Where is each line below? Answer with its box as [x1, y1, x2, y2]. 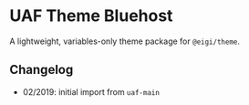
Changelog [9, 62, 74, 78]
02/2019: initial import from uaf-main [22, 86, 160, 97]
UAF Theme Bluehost [9, 5, 173, 26]
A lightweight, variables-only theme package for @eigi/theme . [9, 36, 240, 47]
